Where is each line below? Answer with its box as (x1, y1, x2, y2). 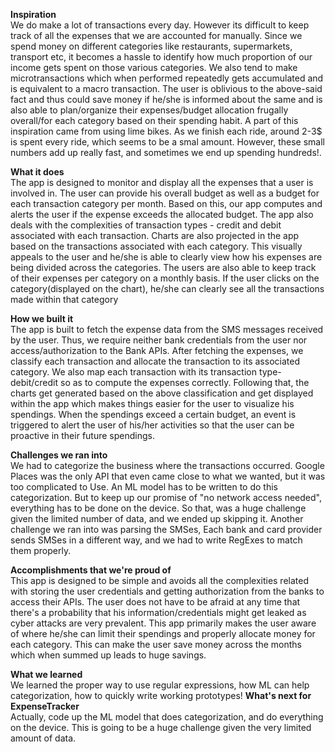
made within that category (10, 294, 119, 305)
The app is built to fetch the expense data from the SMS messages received (10, 324, 324, 335)
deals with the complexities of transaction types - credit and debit (10, 219, 282, 231)
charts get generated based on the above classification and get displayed (10, 387, 314, 399)
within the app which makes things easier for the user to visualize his (10, 398, 295, 409)
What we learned (10, 669, 83, 680)
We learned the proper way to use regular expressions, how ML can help (10, 679, 310, 691)
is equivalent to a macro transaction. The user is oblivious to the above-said (10, 83, 323, 94)
